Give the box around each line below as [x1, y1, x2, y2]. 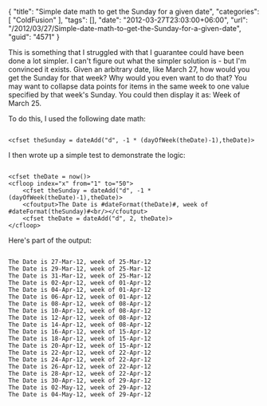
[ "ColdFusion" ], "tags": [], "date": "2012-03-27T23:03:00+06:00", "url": [8, 15, 249, 25]
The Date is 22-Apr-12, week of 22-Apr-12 [8, 349, 151, 357]
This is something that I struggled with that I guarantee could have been [8, 48, 245, 57]
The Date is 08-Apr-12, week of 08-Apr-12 [8, 300, 151, 308]
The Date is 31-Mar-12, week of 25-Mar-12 [8, 272, 151, 280]
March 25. [8, 99, 42, 108]
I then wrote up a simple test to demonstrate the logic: [8, 151, 186, 160]
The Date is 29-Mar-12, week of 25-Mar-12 [8, 265, 151, 273]
